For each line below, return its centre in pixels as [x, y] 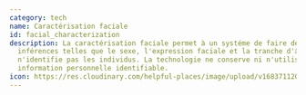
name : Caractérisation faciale [69, 26]
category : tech [38, 18]
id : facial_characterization [65, 34]
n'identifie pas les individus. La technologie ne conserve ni [140, 60]
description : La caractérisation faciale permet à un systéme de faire [148, 43]
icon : [20, 77]
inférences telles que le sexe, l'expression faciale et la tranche [150, 52]
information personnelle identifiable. [93, 69]
